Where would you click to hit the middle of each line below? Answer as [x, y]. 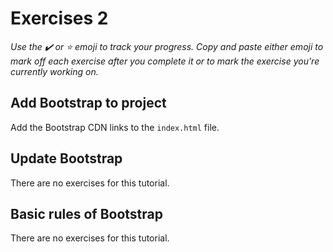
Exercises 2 [59, 18]
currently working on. [54, 71]
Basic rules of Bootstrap [86, 213]
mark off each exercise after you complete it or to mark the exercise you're [165, 61]
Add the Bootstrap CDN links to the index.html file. [115, 127]
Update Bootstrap [66, 158]
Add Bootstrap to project [88, 103]
